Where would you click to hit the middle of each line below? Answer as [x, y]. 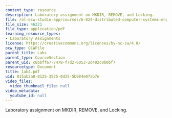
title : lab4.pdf [23, 72]
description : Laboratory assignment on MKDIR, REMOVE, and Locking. [80, 15]
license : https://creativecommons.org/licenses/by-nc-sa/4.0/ [73, 43]
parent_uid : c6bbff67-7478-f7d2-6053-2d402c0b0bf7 [60, 62]
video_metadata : [23, 91]
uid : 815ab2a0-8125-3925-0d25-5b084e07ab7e [52, 77]
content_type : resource [31, 10]
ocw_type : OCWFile [25, 48]
